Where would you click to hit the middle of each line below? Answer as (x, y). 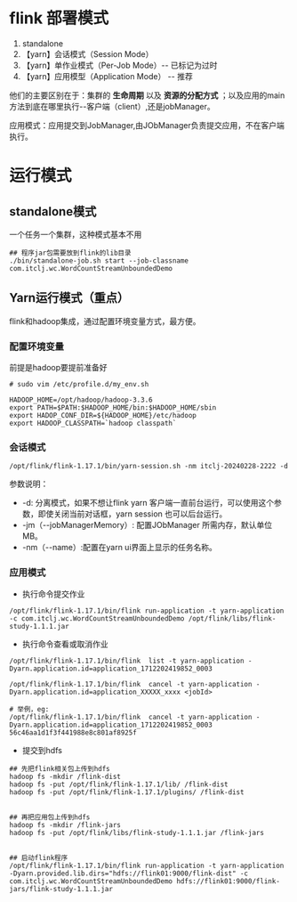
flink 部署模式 (59, 18)
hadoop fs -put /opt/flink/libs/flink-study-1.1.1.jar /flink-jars (137, 833)
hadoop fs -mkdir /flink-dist (65, 776)
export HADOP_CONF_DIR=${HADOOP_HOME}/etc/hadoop (103, 416)
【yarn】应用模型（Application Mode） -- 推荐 (107, 76)
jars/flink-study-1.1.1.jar (61, 889)
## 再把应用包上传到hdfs (50, 817)
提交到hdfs (42, 750)
